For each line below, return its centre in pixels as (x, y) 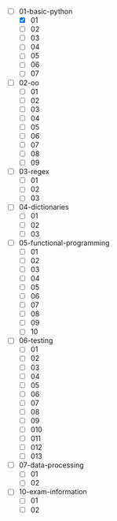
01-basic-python (46, 11)
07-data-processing (51, 465)
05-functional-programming (64, 243)
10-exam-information (53, 492)
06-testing (36, 341)
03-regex (34, 172)
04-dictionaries (44, 207)
